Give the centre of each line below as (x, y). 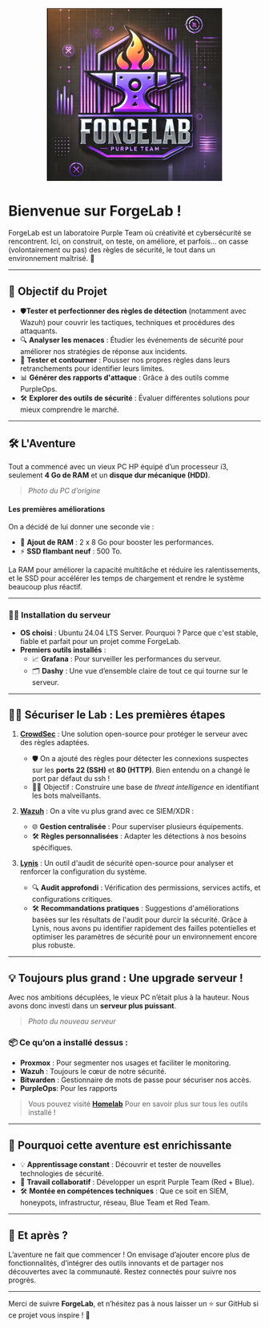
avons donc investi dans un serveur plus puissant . (92, 1006)
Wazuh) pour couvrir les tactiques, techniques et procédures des (127, 323)
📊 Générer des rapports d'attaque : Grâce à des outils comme (124, 378)
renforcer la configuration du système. (83, 871)
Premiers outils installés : (63, 650)
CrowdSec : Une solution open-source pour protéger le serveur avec (134, 734)
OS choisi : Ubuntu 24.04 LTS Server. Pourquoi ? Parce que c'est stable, (139, 633)
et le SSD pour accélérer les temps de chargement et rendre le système (126, 578)
